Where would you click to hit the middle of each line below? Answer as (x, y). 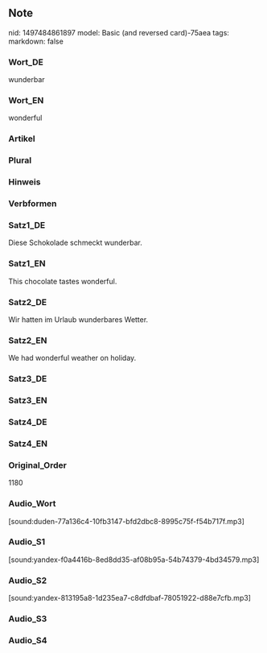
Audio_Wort (32, 504)
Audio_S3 (28, 619)
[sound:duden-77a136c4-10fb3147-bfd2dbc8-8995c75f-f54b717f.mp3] (127, 521)
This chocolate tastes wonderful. (63, 281)
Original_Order (37, 465)
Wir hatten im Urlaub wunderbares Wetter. (78, 319)
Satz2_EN (28, 340)
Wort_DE (26, 62)
